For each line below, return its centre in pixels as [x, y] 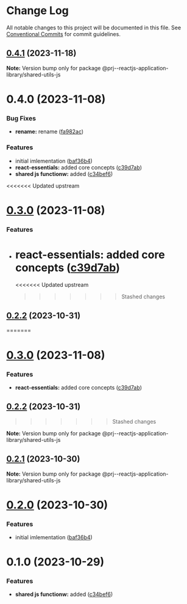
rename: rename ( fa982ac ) [49, 131]
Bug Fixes [21, 118]
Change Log [37, 11]
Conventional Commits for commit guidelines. [63, 34]
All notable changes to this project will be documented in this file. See [94, 28]
